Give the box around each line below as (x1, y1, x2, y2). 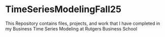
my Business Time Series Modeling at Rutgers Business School (5, 25, 138, 31)
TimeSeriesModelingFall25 (5, 4, 122, 15)
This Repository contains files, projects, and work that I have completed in (5, 20, 160, 26)
